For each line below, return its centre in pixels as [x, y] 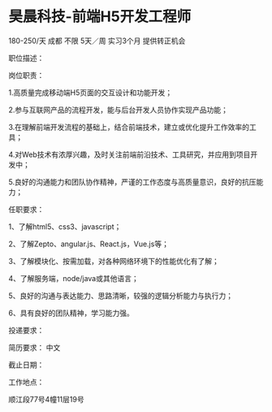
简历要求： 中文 [35, 347]
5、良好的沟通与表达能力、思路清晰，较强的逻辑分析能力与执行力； [121, 295]
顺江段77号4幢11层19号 [46, 399]
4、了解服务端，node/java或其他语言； [74, 278]
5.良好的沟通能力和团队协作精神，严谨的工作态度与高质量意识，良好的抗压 [132, 182]
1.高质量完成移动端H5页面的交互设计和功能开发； [91, 92]
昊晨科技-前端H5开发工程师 [100, 17]
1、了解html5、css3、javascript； [65, 226]
